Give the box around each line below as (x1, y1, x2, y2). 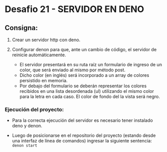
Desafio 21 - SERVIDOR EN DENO (5, 4, 144, 15)
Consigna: (5, 24, 38, 32)
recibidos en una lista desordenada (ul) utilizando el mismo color (19, 88, 154, 94)
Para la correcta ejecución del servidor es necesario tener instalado (12, 117, 153, 123)
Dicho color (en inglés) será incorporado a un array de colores (19, 72, 149, 78)
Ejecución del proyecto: (5, 106, 64, 113)
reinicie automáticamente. (12, 52, 66, 58)
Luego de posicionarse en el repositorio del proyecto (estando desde (12, 132, 156, 138)
